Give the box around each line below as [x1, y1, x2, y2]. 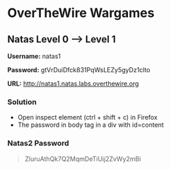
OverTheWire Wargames [7, 5, 155, 21]
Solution [7, 97, 37, 107]
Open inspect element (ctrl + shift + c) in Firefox [17, 113, 158, 122]
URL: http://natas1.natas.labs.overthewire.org [7, 79, 139, 88]
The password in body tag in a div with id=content [17, 120, 164, 129]
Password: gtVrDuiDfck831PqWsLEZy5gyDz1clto [7, 66, 151, 74]
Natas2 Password [7, 138, 69, 148]
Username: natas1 [7, 52, 61, 60]
